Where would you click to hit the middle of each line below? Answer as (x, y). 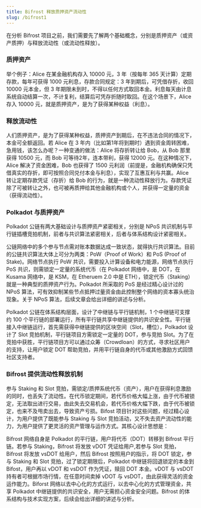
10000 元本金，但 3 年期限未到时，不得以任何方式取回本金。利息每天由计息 (99, 89)
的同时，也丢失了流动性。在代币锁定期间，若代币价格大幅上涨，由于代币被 (98, 396)
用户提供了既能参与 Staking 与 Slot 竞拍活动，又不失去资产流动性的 (104, 419)
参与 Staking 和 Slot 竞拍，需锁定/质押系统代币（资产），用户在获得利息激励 (99, 389)
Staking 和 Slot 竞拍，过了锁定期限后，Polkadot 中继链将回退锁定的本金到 (103, 461)
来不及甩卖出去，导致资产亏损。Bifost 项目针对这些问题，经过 (98, 411)
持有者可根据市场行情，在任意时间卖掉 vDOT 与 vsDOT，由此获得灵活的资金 (100, 476)
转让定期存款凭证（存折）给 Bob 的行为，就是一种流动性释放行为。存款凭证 (99, 180)
